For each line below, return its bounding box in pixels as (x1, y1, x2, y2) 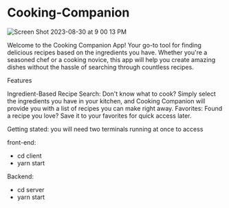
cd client (17, 152, 43, 160)
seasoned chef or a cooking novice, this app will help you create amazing (7, 55, 216, 63)
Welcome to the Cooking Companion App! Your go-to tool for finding (7, 41, 201, 49)
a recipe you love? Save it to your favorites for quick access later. (7, 112, 192, 120)
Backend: (7, 172, 34, 180)
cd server (17, 185, 45, 194)
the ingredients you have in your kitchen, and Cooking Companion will (7, 96, 206, 105)
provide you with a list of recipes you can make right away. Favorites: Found (7, 104, 223, 112)
